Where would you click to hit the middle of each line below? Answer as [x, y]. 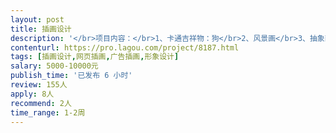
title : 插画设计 [41, 29]
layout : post [37, 19]
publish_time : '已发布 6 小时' [71, 76]
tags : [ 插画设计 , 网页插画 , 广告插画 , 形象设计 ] [95, 57]
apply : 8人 [32, 94]
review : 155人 [39, 85]
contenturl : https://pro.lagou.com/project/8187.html [125, 47]
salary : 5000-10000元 [54, 66]
